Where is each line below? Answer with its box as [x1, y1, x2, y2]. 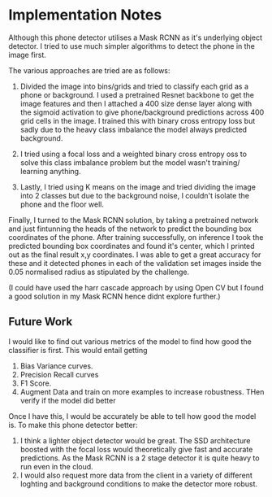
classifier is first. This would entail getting [8, 345, 148, 355]
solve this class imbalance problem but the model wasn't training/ [19, 157, 240, 168]
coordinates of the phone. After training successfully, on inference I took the [8, 232, 264, 242]
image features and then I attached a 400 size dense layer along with [19, 98, 253, 108]
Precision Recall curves [19, 369, 99, 379]
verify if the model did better [19, 395, 116, 405]
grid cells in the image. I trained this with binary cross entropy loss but [19, 116, 256, 125]
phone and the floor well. [19, 199, 104, 209]
